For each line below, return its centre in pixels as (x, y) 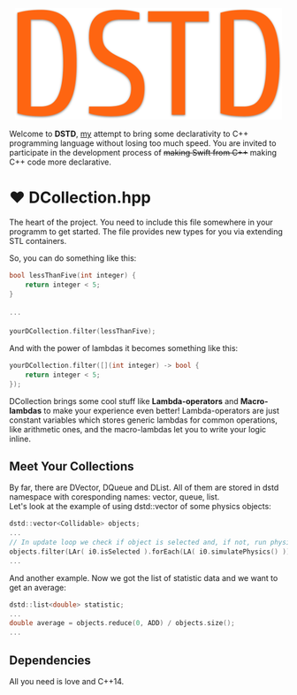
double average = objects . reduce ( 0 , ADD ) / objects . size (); (122, 623)
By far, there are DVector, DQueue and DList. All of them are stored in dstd (144, 488)
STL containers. (38, 241)
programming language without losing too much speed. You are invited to (143, 143)
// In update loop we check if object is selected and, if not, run (138, 543)
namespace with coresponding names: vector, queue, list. (114, 497)
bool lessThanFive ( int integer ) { (73, 275)
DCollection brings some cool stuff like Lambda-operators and (124, 401)
